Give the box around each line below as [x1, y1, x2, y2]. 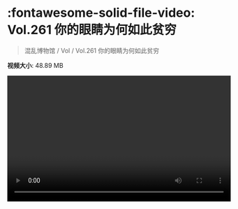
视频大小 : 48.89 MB [7, 61, 64, 69]
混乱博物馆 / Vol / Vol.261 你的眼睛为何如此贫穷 [24, 46, 159, 55]
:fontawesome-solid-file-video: [7, 5, 195, 21]
